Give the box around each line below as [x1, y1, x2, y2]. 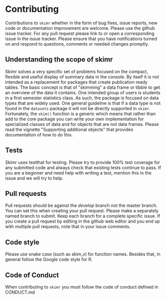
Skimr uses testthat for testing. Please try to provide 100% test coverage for [5, 159, 160, 165]
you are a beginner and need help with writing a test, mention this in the [5, 170, 152, 176]
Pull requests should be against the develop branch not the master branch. [5, 202, 158, 209]
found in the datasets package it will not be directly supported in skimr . [5, 105, 151, 111]
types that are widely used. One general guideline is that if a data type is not [5, 100, 161, 106]
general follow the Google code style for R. [5, 256, 93, 262]
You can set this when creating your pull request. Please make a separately [5, 208, 159, 214]
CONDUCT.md [5, 289, 35, 295]
